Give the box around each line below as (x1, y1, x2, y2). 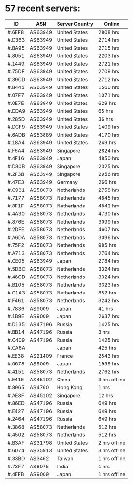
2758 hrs (98, 187, 119, 193)
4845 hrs (98, 194, 119, 201)
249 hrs (98, 139, 117, 146)
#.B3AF (7, 439, 25, 446)
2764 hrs (98, 250, 119, 257)
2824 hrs (98, 147, 119, 154)
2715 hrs (98, 44, 119, 51)
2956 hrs (98, 171, 119, 177)
